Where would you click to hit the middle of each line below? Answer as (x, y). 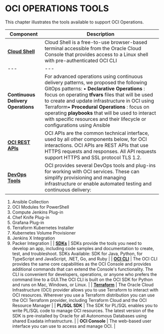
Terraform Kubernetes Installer (43, 228)
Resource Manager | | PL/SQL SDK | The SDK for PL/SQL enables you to (85, 305)
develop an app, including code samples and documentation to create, (83, 248)
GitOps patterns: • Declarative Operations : (95, 88)
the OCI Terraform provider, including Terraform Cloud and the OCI (79, 300)
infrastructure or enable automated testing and (98, 183)
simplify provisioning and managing (85, 177)
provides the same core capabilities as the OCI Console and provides (82, 264)
